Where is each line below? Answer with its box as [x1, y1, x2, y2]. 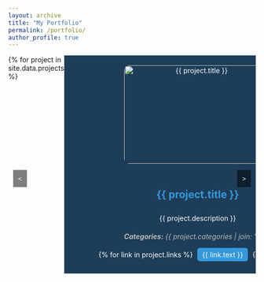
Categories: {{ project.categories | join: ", [123, 232, 259, 241]
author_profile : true [8, 33, 79, 42]
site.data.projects [8, 64, 64, 73]
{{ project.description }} [159, 213, 236, 223]
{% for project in [8, 55, 61, 65]
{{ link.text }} [201, 250, 244, 260]
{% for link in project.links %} [97, 250, 193, 260]
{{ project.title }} [156, 187, 240, 201]
